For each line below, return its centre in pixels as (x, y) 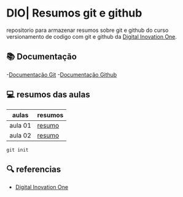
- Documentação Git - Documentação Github (62, 74)
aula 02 (21, 135)
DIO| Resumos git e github (74, 13)
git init (18, 150)
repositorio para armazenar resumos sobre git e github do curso (88, 30)
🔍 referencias (34, 169)
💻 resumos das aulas (48, 95)
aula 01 (21, 125)
